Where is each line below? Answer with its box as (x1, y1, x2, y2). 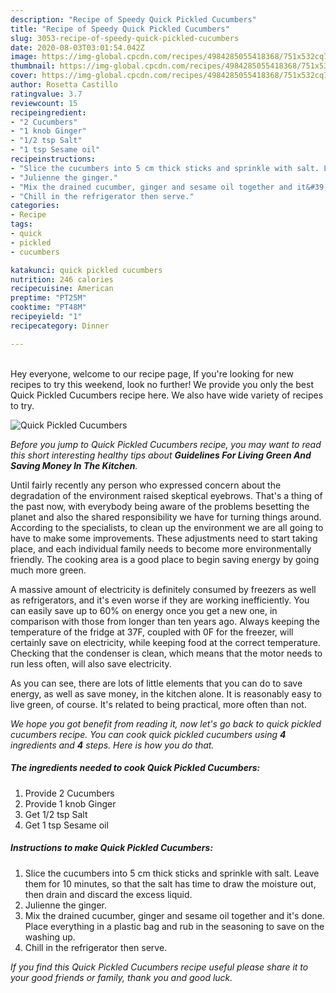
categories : (10, 201, 60, 211)
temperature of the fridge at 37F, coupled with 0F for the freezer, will (10, 626, 294, 638)
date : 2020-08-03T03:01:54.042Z (10, 42, 145, 53)
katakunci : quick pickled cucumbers (10, 265, 163, 275)
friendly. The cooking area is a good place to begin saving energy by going (10, 553, 320, 565)
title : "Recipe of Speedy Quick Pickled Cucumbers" (10, 24, 230, 34)
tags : (10, 219, 33, 230)
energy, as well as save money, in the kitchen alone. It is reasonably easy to (10, 687, 322, 700)
